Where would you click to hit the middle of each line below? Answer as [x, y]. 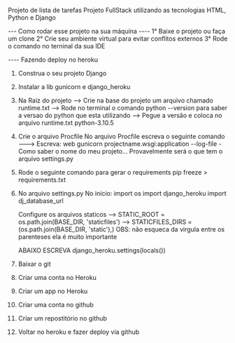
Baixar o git [34, 264]
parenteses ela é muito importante [67, 237]
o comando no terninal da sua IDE [57, 46]
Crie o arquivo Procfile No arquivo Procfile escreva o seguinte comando [121, 136]
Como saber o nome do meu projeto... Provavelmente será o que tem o [120, 151]
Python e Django [32, 18]
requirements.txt [42, 180]
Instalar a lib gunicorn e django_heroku [74, 87]
